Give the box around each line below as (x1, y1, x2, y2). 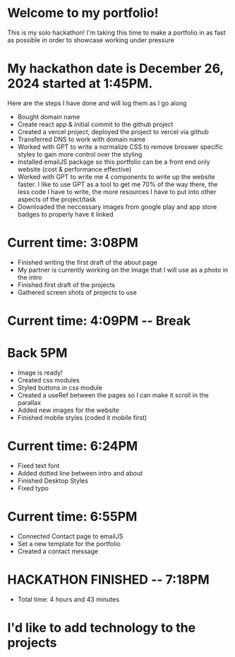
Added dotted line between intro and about (17, 469, 143, 477)
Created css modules (17, 375, 80, 384)
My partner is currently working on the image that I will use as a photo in (17, 265, 229, 274)
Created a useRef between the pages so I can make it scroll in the (17, 390, 210, 399)
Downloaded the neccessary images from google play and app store (17, 203, 217, 211)
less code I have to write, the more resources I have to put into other (17, 187, 217, 195)
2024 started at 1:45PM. (7, 76, 153, 92)
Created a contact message (17, 547, 99, 555)
